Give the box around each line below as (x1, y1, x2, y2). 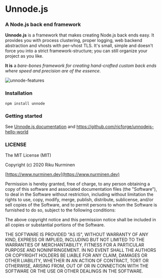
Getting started (5, 112, 43, 119)
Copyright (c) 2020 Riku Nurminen (5, 162, 75, 168)
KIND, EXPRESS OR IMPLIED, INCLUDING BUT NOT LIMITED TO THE (5, 237, 145, 243)
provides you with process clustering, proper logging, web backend (5, 37, 143, 43)
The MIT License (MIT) (5, 152, 52, 158)
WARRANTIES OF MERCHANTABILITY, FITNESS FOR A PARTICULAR (5, 242, 144, 248)
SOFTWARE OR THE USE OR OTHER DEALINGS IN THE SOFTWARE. (5, 268, 143, 274)
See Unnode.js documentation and (5, 124, 75, 130)
